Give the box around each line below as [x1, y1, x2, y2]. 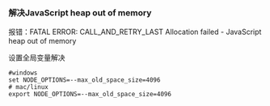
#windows [8, 69, 38, 78]
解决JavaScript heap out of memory [8, 6, 152, 18]
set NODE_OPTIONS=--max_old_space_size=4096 [8, 76, 161, 84]
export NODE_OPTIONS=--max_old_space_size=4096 [8, 91, 172, 99]
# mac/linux [8, 83, 49, 91]
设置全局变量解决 [8, 53, 65, 62]
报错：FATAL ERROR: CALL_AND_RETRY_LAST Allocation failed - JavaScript [8, 27, 262, 37]
